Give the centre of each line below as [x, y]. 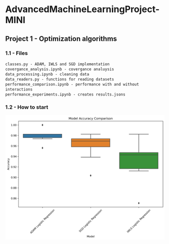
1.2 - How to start [27, 107]
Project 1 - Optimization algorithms [61, 39]
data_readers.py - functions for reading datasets [60, 79]
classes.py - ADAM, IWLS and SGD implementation [57, 64]
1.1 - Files [16, 53]
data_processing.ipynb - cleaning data [47, 74]
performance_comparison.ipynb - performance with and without [72, 84]
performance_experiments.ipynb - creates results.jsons [65, 94]
